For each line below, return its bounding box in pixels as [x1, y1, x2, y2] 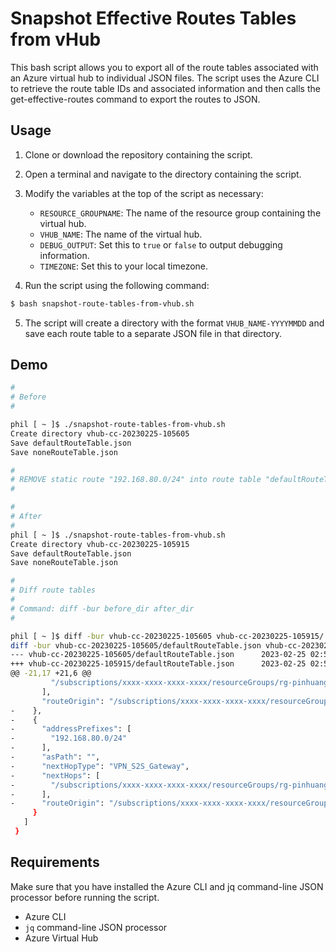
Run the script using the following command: [24, 279, 210, 291]
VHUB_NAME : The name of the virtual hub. [39, 228, 203, 240]
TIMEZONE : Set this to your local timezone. [39, 260, 209, 272]
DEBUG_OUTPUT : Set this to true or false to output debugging [39, 238, 283, 251]
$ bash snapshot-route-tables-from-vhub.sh [10, 298, 195, 309]
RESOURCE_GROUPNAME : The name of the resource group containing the [39, 207, 322, 219]
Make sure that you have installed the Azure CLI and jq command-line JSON [10, 880, 324, 892]
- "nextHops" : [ [10, 770, 101, 781]
